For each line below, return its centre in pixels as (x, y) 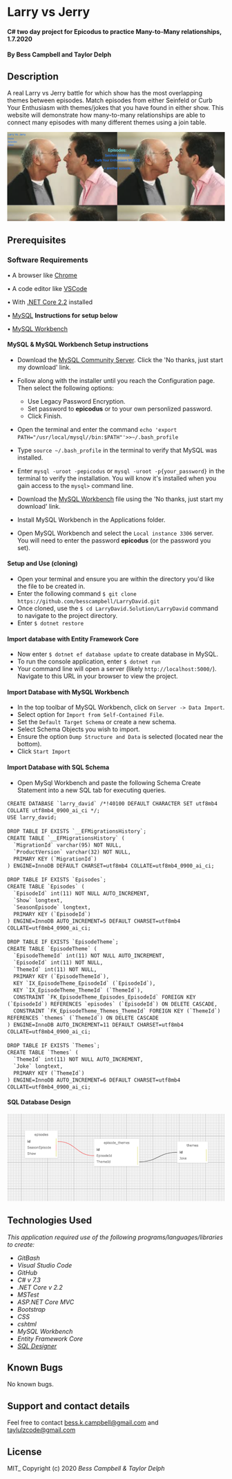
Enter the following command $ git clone (77, 594)
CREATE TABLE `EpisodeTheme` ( (52, 949)
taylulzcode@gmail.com (41, 1430)
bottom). (29, 744)
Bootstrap (31, 1309)
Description (33, 76)
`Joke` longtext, (38, 1066)
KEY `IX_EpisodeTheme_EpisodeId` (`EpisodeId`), (85, 983)
